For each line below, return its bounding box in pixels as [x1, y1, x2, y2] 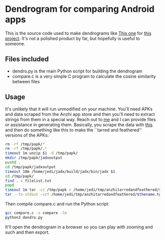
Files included [5, 55, 49, 64]
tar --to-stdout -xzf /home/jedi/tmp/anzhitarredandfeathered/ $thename [5, 192, 155, 197]
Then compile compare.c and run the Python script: [5, 201, 110, 207]
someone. [5, 40, 26, 46]
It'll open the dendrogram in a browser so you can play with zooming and [5, 224, 153, 230]
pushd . [5, 160, 21, 165]
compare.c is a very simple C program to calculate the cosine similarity [12, 73, 156, 79]
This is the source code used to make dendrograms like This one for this [5, 30, 152, 36]
